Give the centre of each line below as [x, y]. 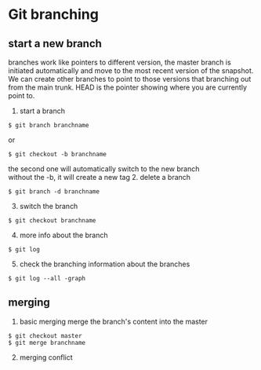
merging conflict [46, 357]
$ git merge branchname [47, 343]
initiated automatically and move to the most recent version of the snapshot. [131, 71]
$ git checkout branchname [52, 221]
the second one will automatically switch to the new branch [104, 169]
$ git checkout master [45, 335]
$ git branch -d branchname [54, 192]
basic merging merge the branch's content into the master [114, 321]
